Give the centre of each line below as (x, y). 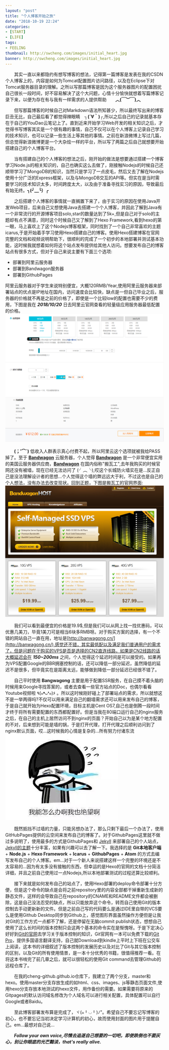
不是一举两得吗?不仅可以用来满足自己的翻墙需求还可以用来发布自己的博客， (83, 699)
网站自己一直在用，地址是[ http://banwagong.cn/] (65, 638)
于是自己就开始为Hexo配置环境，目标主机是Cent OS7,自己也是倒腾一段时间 (82, 706)
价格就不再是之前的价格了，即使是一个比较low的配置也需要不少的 (86, 298)
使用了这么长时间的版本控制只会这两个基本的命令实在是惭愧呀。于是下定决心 (84, 928)
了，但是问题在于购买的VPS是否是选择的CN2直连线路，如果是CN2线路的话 (83, 651)
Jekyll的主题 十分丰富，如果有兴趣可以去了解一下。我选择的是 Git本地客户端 (83, 848)
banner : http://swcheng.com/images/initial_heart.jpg (63, 59)
